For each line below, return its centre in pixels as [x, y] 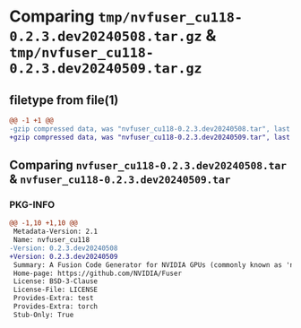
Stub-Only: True [43, 315]
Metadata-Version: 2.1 [56, 232]
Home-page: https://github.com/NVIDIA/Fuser [97, 273]
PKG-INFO [32, 204]
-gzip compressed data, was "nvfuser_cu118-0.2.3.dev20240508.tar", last [150, 129]
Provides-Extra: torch [56, 306]
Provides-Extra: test [53, 298]
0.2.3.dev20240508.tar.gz [106, 37]
